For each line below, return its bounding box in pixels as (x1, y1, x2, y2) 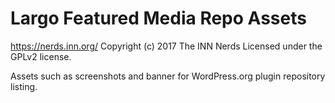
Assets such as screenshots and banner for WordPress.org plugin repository (10, 70, 326, 82)
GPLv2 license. (10, 50, 72, 62)
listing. (10, 80, 38, 92)
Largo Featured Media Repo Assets (10, 7, 307, 30)
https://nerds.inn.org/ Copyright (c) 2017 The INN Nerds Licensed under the (10, 40, 323, 52)
